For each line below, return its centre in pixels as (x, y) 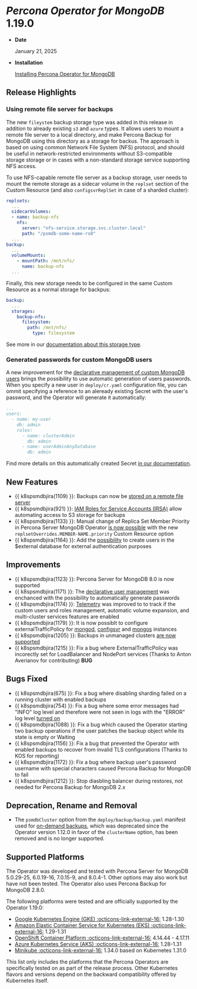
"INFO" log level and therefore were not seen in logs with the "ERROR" (100, 712)
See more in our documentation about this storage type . (74, 344)
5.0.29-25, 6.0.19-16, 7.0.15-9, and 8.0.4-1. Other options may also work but (97, 878)
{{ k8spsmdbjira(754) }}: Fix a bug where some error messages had (97, 706)
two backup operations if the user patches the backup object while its (99, 731)
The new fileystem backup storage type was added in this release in (90, 122)
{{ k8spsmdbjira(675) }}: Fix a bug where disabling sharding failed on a (101, 693)
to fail (21, 774)
